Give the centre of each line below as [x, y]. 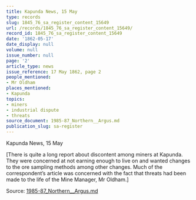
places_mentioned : [29, 88]
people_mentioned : [29, 77]
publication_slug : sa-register [44, 126]
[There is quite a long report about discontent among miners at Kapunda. [95, 154]
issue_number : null [30, 55]
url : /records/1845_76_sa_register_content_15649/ [69, 28]
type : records [24, 17]
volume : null [22, 50]
